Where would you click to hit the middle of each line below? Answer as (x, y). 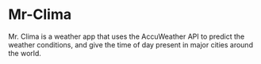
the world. (25, 53)
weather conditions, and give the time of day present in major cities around (131, 44)
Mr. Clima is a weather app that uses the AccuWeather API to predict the (127, 36)
